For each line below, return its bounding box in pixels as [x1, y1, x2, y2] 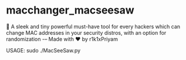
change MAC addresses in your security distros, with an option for [6, 29, 167, 36]
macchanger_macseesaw [6, 4, 134, 17]
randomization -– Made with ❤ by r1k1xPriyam [6, 35, 119, 42]
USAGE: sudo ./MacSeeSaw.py [6, 46, 81, 54]
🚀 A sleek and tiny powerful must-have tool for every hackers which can [6, 23, 181, 30]
